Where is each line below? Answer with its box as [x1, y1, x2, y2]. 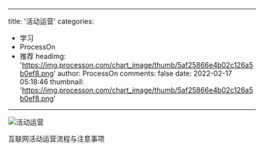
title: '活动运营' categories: [8, 17, 94, 26]
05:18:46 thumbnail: [19, 77, 84, 87]
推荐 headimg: [19, 52, 67, 61]
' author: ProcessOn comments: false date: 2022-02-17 [53, 68, 233, 78]
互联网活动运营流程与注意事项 [8, 134, 104, 143]
